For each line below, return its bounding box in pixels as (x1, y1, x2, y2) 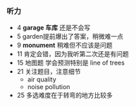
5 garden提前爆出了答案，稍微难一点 (16, 32, 124, 41)
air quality (27, 75, 57, 84)
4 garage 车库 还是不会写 (16, 23, 91, 32)
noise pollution (27, 83, 70, 91)
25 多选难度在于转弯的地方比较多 (16, 91, 113, 100)
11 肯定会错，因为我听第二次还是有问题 (16, 50, 130, 58)
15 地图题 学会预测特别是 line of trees (16, 58, 125, 67)
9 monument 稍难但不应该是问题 (16, 41, 113, 50)
